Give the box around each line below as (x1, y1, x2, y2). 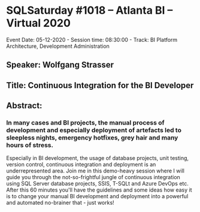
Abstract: (6, 101, 43, 111)
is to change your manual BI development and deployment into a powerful (6, 193, 189, 200)
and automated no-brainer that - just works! (6, 199, 115, 207)
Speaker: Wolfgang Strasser (6, 60, 114, 70)
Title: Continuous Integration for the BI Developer (6, 80, 194, 90)
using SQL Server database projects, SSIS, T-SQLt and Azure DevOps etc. (6, 180, 189, 187)
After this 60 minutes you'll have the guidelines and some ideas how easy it (6, 186, 193, 193)
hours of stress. (6, 141, 54, 150)
